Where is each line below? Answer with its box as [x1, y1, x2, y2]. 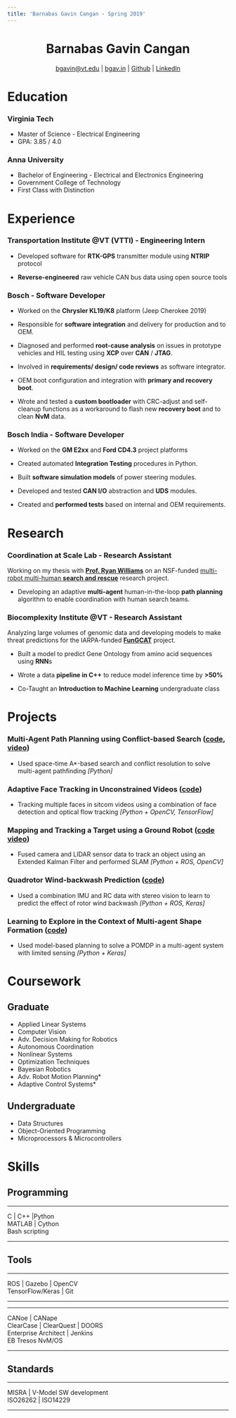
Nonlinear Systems [17, 1049, 72, 1058]
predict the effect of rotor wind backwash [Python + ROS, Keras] [17, 899, 205, 907]
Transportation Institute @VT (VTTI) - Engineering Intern [7, 235, 206, 245]
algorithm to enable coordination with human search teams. [17, 595, 190, 603]
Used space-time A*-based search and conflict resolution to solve [17, 759, 211, 767]
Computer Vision [17, 1027, 67, 1036]
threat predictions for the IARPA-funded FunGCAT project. [7, 636, 176, 645]
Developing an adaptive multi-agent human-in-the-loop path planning [17, 587, 223, 596]
